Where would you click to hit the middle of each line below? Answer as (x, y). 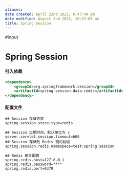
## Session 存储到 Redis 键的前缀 (38, 142)
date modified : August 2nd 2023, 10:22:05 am (52, 19)
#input (11, 37)
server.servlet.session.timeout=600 (42, 137)
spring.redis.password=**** (34, 164)
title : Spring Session (28, 23)
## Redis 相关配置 (22, 156)
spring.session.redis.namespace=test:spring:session (60, 146)
